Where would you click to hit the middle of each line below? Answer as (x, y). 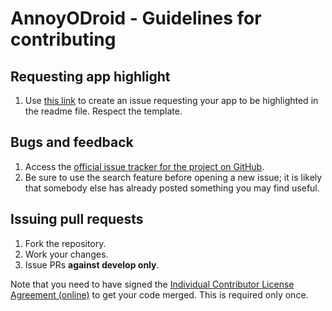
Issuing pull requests (77, 219)
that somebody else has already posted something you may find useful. (172, 188)
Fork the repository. (65, 243)
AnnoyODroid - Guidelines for (136, 18)
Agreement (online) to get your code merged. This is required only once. (159, 294)
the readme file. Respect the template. (103, 111)
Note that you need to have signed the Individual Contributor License (152, 284)
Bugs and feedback (72, 142)
